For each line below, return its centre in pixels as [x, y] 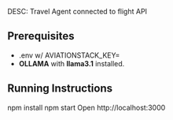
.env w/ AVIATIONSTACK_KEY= [69, 55]
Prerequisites [41, 36]
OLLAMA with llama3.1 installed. [72, 63]
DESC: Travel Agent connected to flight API [77, 11]
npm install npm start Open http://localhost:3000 [86, 107]
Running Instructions [60, 89]
